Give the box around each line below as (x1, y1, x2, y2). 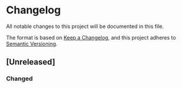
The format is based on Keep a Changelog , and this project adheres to (6, 34, 176, 41)
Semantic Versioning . (6, 40, 58, 47)
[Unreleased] (6, 57, 56, 67)
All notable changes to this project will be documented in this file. (6, 23, 164, 30)
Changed (6, 75, 33, 83)
